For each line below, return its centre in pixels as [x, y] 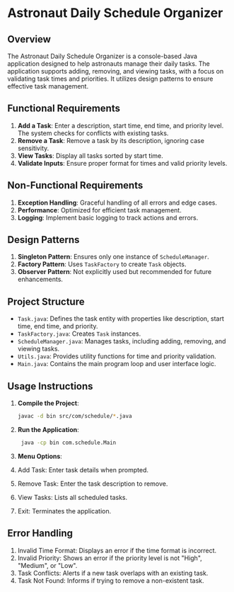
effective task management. [48, 86]
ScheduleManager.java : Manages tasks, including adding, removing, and [122, 341]
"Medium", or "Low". [47, 565]
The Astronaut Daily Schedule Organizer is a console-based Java [103, 56]
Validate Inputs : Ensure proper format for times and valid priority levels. [122, 163]
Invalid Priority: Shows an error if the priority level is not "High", [110, 558]
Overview [29, 39]
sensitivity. [33, 148]
